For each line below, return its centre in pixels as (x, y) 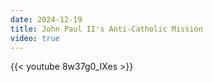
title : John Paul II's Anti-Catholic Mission (106, 29)
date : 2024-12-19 (46, 19)
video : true (35, 38)
